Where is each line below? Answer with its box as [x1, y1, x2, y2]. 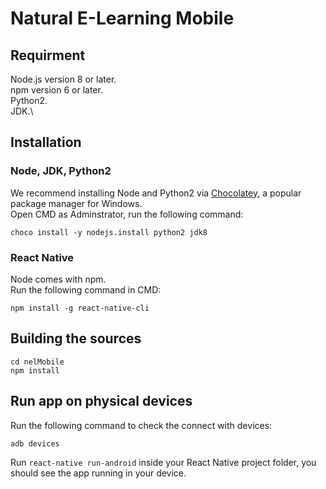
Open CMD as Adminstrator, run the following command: [10, 208, 244, 220]
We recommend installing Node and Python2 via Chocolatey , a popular [10, 187, 302, 199]
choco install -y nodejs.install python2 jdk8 [10, 227, 208, 237]
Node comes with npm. [10, 273, 107, 285]
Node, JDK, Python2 [10, 164, 112, 178]
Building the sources [10, 330, 142, 347]
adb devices [10, 438, 60, 449]
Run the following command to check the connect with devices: [10, 419, 273, 431]
